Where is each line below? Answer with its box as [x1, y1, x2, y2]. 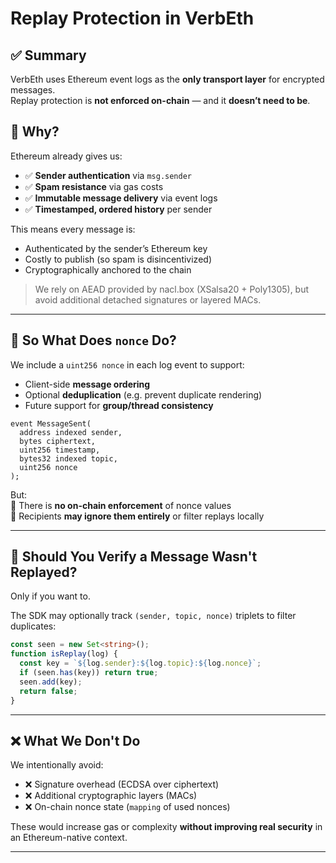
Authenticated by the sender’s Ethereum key [24, 242, 208, 254]
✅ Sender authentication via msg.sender [24, 169, 193, 181]
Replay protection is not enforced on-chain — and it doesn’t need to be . [10, 95, 311, 106]
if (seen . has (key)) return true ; [19, 668, 159, 678]
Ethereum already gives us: [10, 150, 123, 162]
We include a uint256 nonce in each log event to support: [10, 358, 245, 371]
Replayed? [10, 564, 78, 581]
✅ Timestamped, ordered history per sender [24, 203, 213, 215]
